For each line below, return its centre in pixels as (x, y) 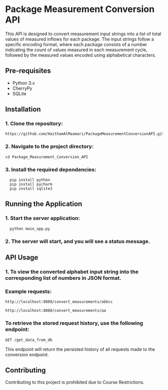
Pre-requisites (28, 71)
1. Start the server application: (42, 218)
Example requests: (28, 291)
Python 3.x (23, 83)
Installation (23, 110)
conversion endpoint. (27, 354)
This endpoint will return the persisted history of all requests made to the (80, 349)
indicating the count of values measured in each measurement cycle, (76, 50)
